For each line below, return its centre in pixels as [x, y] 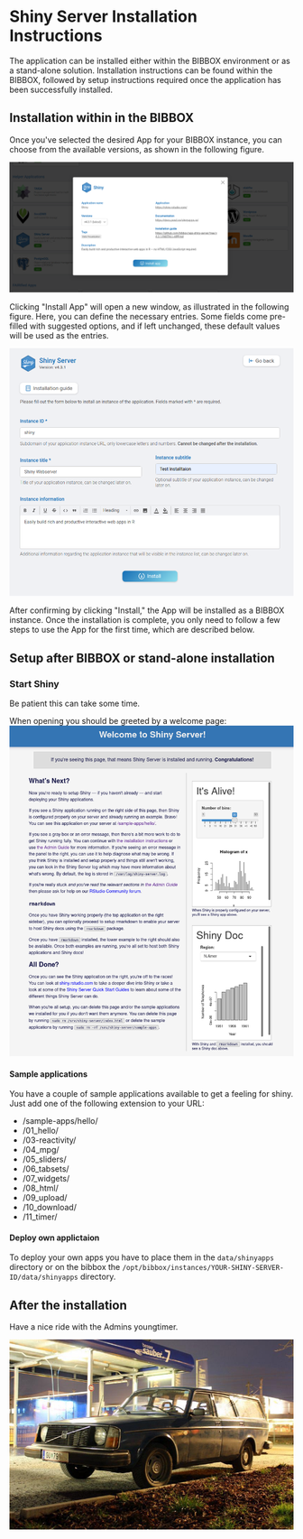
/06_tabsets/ [46, 1169]
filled [19, 326]
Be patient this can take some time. [75, 704]
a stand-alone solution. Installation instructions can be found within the [141, 70]
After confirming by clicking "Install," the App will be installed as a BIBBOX [147, 610]
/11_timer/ [40, 1217]
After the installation [69, 1305]
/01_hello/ [40, 1131]
